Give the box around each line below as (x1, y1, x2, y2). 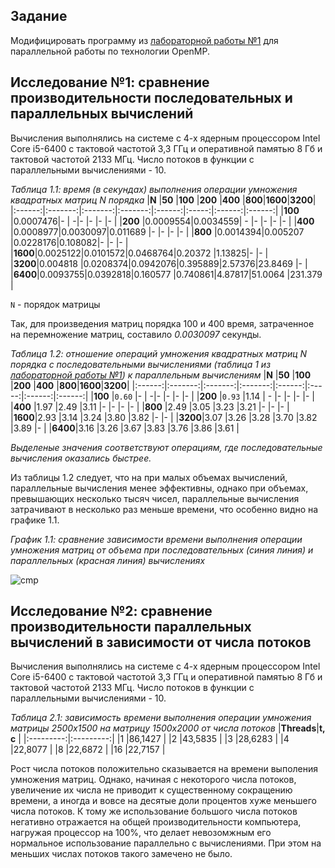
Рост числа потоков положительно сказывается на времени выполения (10, 763, 319, 775)
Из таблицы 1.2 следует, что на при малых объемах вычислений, (10, 471, 288, 483)
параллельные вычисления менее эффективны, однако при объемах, (10, 482, 309, 494)
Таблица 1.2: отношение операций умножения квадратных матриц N (10, 347, 308, 359)
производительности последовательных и (10, 90, 293, 107)
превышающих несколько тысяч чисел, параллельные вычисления (10, 492, 300, 504)
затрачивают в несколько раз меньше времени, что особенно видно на (10, 503, 319, 515)
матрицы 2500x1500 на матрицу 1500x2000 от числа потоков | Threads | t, (10, 722, 326, 734)
